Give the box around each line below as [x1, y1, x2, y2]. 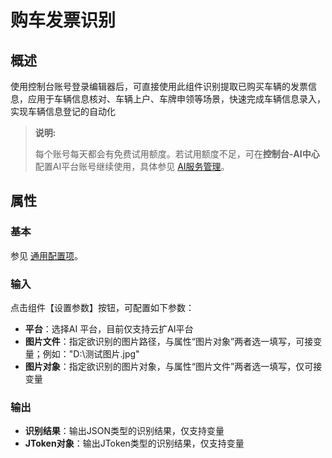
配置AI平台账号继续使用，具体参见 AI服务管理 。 [34, 161, 230, 172]
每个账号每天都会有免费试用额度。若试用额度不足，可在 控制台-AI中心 [34, 148, 320, 160]
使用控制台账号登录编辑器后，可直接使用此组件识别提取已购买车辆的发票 [10, 81, 308, 92]
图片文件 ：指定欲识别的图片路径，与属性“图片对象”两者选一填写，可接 [24, 335, 314, 347]
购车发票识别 [10, 9, 117, 32]
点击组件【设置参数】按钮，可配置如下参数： [10, 301, 195, 313]
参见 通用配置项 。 [10, 249, 83, 261]
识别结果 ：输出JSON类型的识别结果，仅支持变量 [24, 425, 225, 437]
